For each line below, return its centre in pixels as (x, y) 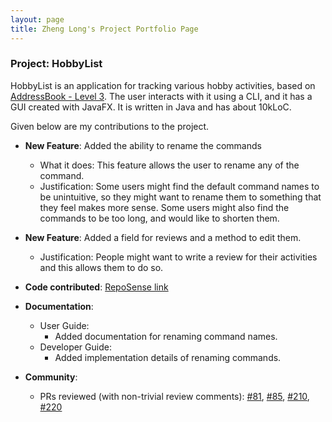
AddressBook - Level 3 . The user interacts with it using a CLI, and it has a (161, 96)
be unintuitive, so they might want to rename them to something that (180, 197)
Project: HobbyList (56, 64)
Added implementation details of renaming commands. (168, 357)
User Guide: (64, 325)
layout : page (37, 19)
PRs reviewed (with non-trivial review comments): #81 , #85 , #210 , (174, 396)
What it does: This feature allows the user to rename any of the (169, 165)
